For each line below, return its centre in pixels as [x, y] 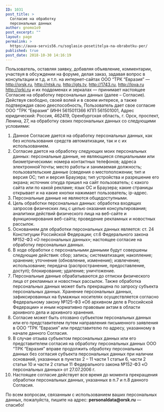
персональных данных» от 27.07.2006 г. [54, 369]
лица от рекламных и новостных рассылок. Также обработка [77, 281]
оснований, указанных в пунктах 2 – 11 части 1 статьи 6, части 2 [79, 359]
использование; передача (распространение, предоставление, [79, 266]
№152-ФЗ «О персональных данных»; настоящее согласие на [77, 240]
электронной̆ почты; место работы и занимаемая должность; [77, 167]
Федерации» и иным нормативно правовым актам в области [76, 307]
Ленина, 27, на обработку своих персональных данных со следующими [81, 121]
